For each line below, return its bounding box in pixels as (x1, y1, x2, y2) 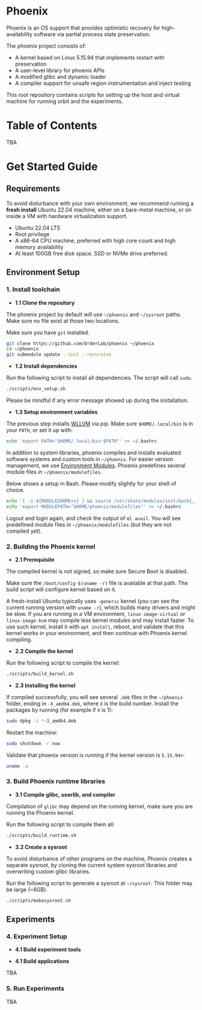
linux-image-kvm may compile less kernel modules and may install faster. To (6, 616, 194, 624)
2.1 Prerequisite (14, 556, 55, 563)
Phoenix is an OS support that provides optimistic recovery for (6, 24, 161, 31)
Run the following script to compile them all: (6, 821, 115, 828)
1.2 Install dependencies (14, 363, 78, 370)
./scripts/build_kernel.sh (6, 671, 74, 677)
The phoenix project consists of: (6, 42, 87, 49)
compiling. (6, 636, 32, 643)
